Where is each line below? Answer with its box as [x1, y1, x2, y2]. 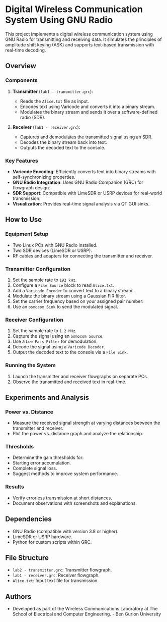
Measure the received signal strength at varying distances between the [12, 420, 160, 426]
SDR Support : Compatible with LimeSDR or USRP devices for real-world [12, 190, 162, 196]
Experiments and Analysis [5, 393, 90, 402]
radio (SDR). [20, 114, 46, 120]
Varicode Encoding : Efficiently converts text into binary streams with [12, 168, 156, 175]
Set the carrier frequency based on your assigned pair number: [12, 298, 144, 304]
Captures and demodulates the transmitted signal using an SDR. [20, 134, 153, 140]
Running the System [5, 362, 56, 369]
